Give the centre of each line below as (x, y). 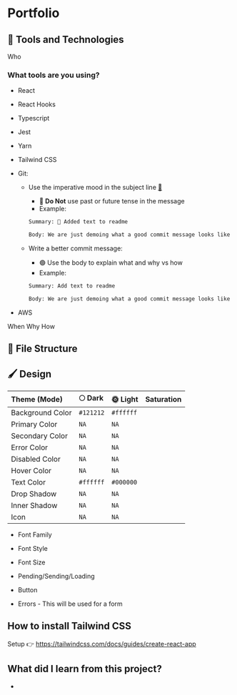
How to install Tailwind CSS (70, 626)
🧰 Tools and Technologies (66, 40)
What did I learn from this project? (85, 669)
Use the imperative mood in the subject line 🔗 (95, 188)
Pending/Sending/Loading (56, 576)
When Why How (31, 326)
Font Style (33, 548)
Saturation (163, 399)
